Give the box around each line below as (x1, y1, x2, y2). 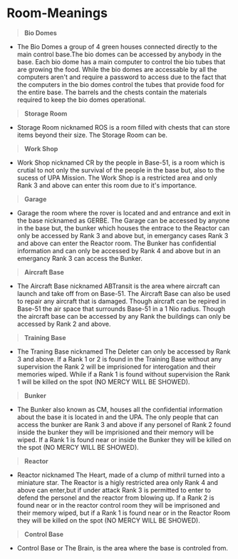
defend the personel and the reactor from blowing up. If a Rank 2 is (16, 493, 214, 502)
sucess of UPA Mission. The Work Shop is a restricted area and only (16, 173, 218, 182)
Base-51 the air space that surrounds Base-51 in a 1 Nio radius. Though (16, 304, 226, 313)
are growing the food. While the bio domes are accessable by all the (16, 65, 217, 73)
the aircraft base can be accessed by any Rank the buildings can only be (16, 312, 231, 320)
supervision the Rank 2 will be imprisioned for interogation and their (16, 362, 217, 371)
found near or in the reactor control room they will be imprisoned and (16, 501, 220, 509)
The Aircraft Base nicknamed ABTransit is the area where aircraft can (16, 282, 220, 290)
